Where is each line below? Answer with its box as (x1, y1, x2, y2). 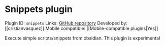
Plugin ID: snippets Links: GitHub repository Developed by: (5, 20, 128, 26)
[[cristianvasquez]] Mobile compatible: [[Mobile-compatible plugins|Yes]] (5, 25, 158, 31)
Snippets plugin (5, 3, 73, 15)
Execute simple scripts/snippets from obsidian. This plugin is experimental (5, 35, 160, 41)
